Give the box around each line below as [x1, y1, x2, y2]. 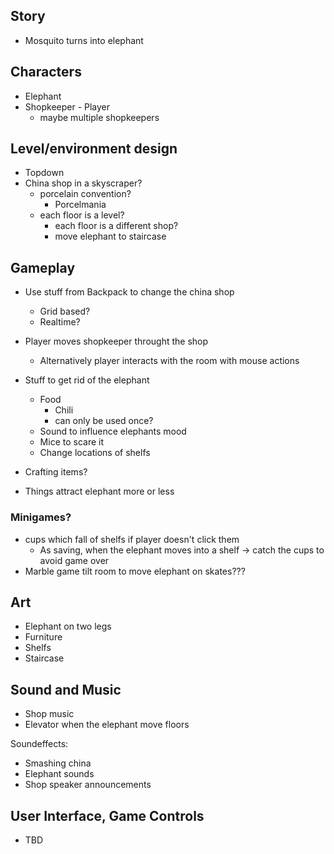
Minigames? [10, 510, 72, 524]
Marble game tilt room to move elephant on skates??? [24, 565, 246, 577]
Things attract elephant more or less [24, 485, 175, 498]
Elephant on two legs [24, 620, 112, 633]
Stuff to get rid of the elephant [24, 374, 150, 386]
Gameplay [10, 259, 76, 276]
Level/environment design [10, 140, 178, 158]
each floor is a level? [39, 209, 125, 221]
